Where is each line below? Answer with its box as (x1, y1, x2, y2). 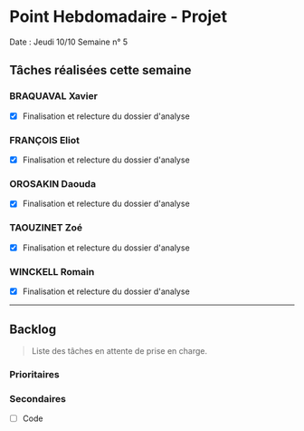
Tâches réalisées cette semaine (9, 63, 192, 78)
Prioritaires (9, 367, 61, 380)
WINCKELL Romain (9, 265, 95, 278)
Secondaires (9, 392, 66, 405)
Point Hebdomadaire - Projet (9, 6, 228, 27)
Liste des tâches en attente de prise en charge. (31, 345, 208, 356)
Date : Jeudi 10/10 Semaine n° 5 (9, 36, 128, 47)
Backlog (9, 321, 57, 337)
